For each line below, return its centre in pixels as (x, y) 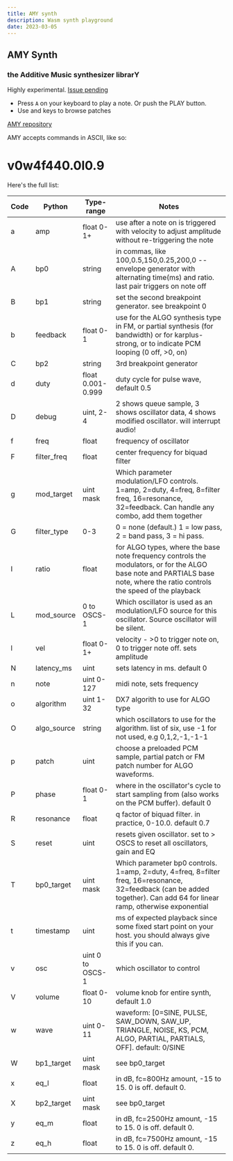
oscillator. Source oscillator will (166, 619)
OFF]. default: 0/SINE (150, 1047)
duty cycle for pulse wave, (158, 379)
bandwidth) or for (144, 335)
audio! (126, 430)
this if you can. (139, 944)
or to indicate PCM (171, 343)
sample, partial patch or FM (160, 757)
